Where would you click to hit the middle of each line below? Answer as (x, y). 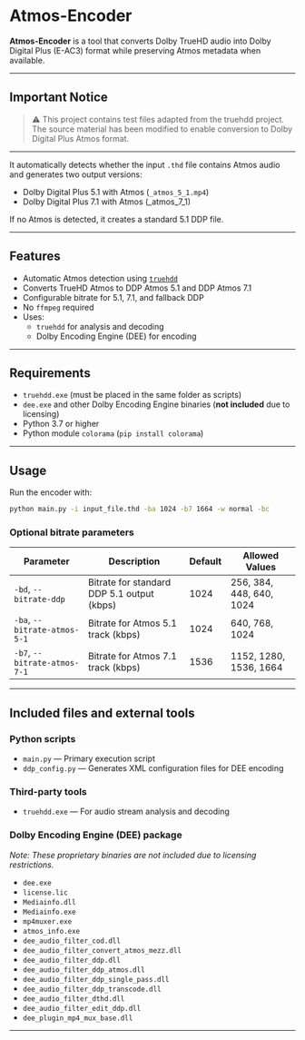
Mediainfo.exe (49, 912)
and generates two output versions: (76, 174)
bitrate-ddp (40, 599)
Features (35, 257)
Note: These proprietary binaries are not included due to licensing (133, 855)
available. (27, 60)
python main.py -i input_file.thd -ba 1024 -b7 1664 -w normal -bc (140, 510)
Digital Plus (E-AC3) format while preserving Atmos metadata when (135, 50)
